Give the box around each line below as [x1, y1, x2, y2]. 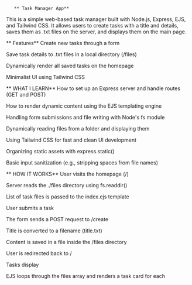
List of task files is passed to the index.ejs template [6, 193, 130, 200]
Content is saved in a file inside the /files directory [6, 239, 127, 245]
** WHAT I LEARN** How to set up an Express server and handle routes [6, 85, 180, 92]
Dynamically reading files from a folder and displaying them [6, 125, 150, 132]
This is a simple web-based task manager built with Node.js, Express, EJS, [6, 16, 186, 23]
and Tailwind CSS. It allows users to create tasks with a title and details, [6, 22, 179, 29]
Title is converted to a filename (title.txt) [6, 227, 102, 234]
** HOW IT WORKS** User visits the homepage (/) [6, 170, 129, 177]
